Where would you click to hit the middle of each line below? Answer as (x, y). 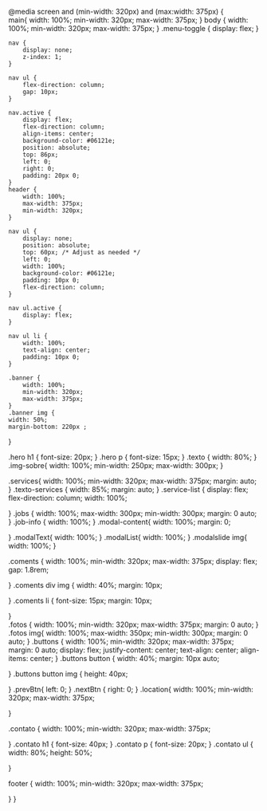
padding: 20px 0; (51, 175)
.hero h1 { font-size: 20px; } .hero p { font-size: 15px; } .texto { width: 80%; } (133, 457)
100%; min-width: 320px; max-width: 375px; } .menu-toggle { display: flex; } (133, 28)
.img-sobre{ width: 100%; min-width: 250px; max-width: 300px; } (116, 465)
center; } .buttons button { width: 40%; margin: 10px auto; (125, 658)
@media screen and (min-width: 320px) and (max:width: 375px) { (116, 12)
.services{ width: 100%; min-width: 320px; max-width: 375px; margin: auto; (133, 481)
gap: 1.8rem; (29, 570)
